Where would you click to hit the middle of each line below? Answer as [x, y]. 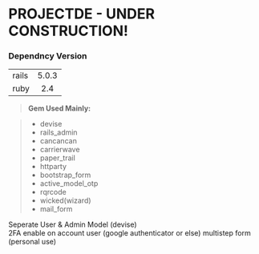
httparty [53, 167]
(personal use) [32, 242]
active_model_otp [69, 183]
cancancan [59, 141]
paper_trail [58, 158]
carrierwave [60, 150]
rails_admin [59, 132]
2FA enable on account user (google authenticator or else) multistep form [129, 233]
